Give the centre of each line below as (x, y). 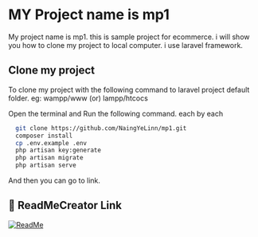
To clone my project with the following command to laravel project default (129, 89)
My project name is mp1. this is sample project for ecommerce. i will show (129, 37)
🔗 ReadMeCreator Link (65, 205)
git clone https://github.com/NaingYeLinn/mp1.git (101, 128)
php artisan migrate (49, 158)
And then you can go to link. (55, 180)
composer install (44, 136)
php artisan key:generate (59, 150)
